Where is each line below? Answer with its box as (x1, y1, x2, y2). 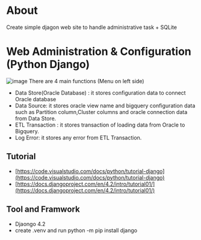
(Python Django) (6, 58, 90, 71)
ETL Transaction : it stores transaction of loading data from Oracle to (14, 121, 185, 128)
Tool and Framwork (6, 204, 80, 215)
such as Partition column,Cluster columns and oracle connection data (14, 108, 188, 115)
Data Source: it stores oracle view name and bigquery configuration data (14, 102, 196, 109)
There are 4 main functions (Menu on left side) (29, 77, 144, 84)
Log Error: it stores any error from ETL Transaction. (14, 134, 142, 141)
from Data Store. (14, 115, 57, 122)
